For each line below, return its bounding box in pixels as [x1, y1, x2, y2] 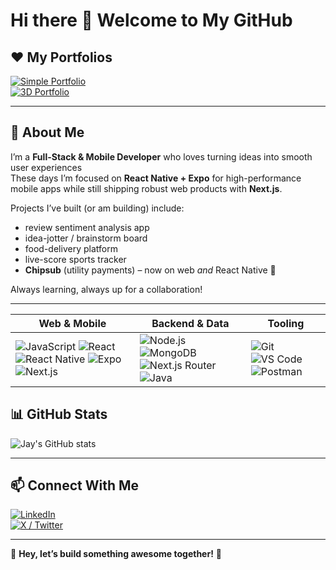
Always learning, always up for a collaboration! [10, 283, 203, 295]
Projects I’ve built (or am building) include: [10, 202, 185, 214]
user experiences [10, 161, 83, 173]
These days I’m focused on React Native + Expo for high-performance [10, 172, 302, 184]
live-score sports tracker [24, 253, 127, 265]
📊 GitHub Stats [10, 406, 108, 423]
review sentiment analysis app [24, 221, 150, 233]
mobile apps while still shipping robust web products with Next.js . [10, 182, 283, 194]
